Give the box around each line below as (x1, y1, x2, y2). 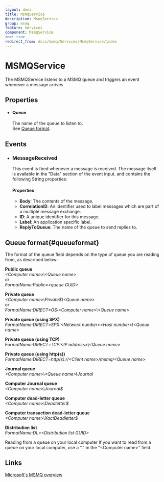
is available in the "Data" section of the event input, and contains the (12, 171, 151, 177)
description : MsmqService (5, 16, 58, 21)
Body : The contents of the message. (19, 198, 94, 204)
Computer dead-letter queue (5, 395, 65, 401)
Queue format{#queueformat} (5, 238, 99, 247)
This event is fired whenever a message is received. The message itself (12, 165, 157, 172)
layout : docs (5, 7, 32, 12)
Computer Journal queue (5, 381, 57, 386)
